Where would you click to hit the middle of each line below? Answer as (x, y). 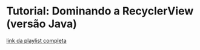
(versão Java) (42, 24)
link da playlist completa (36, 40)
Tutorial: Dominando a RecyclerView (100, 11)
